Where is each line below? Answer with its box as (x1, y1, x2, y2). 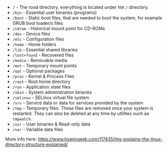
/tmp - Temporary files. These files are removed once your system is (12, 105, 153, 111)
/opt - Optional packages (12, 68, 65, 74)
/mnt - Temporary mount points (12, 62, 77, 68)
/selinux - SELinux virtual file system (12, 94, 89, 100)
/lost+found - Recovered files (12, 52, 74, 58)
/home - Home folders (12, 41, 56, 47)
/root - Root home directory (12, 78, 71, 84)
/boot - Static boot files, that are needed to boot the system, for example (12, 15, 162, 20)
